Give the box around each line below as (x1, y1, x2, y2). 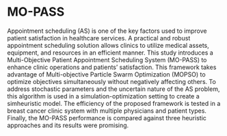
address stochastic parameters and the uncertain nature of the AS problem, (7, 85, 220, 93)
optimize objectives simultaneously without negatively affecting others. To (7, 77, 217, 85)
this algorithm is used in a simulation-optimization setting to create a (7, 92, 200, 100)
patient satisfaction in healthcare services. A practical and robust (7, 33, 191, 42)
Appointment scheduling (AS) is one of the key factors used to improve (7, 27, 207, 35)
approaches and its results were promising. (7, 121, 129, 129)
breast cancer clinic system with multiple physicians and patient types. (7, 107, 207, 115)
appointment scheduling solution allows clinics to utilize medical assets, (7, 41, 210, 49)
